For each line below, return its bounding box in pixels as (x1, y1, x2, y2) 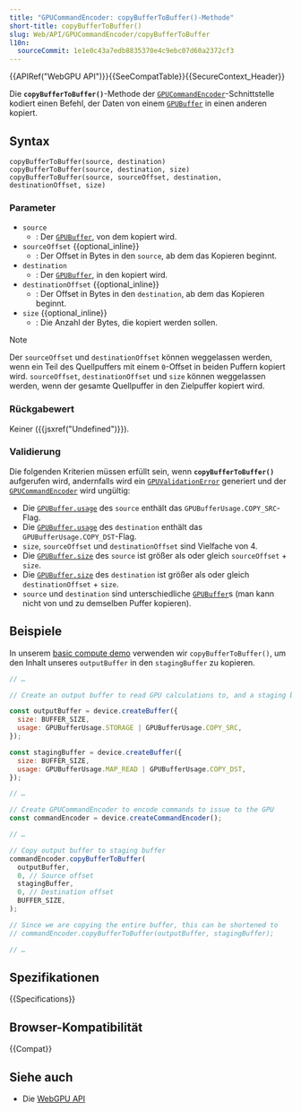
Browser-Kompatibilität (9, 1020, 143, 1035)
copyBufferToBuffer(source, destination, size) (9, 165, 191, 174)
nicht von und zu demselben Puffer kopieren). (21, 597, 192, 608)
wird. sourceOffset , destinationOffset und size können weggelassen (9, 371, 266, 382)
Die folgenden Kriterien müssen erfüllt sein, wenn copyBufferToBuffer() (9, 465, 275, 476)
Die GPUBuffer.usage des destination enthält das (21, 521, 203, 532)
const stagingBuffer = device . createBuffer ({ (9, 748, 182, 757)
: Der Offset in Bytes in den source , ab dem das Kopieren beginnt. (35, 250, 278, 261)
